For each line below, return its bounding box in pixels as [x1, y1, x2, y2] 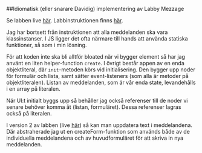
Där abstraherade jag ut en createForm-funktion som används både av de [6, 128, 191, 135]
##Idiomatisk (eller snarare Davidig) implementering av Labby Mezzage [6, 5, 184, 12]
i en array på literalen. [6, 85, 60, 93]
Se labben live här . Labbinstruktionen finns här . [6, 17, 123, 24]
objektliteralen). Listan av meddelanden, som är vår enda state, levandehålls [6, 79, 196, 86]
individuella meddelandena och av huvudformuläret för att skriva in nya [6, 134, 184, 142]
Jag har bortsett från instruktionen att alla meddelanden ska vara [6, 28, 168, 36]
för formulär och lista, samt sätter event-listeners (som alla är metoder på [6, 73, 189, 79]
